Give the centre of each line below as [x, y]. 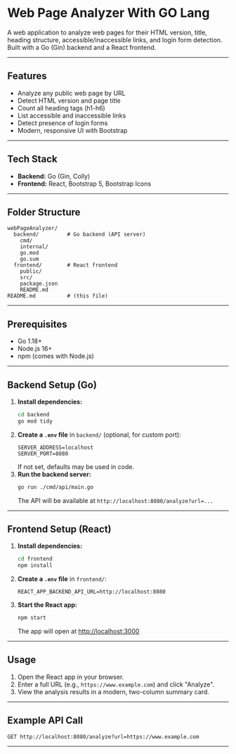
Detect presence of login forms [63, 123]
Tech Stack [32, 159]
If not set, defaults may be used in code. [76, 466]
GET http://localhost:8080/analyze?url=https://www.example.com [103, 736]
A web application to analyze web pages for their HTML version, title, [107, 32]
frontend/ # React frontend [66, 265]
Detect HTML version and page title [69, 101]
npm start [32, 618]
